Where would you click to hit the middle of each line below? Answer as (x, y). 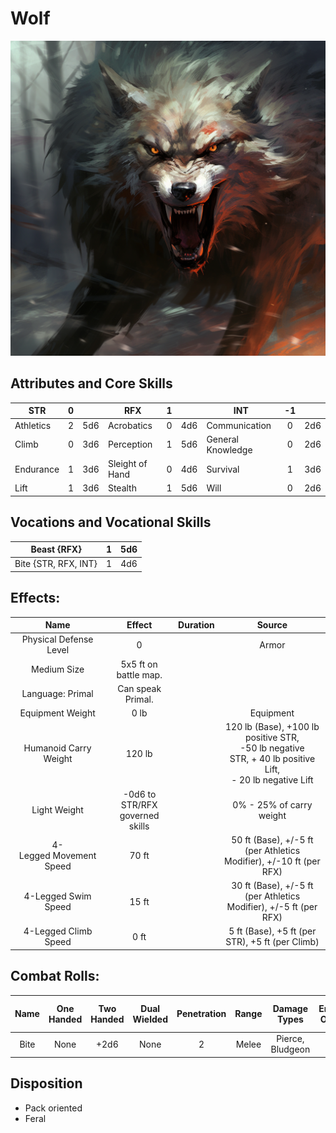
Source (272, 625)
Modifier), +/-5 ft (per (272, 907)
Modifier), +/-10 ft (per (272, 861)
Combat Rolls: (55, 976)
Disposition (46, 1083)
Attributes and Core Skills (91, 383)
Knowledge (229, 449)
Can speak (139, 688)
